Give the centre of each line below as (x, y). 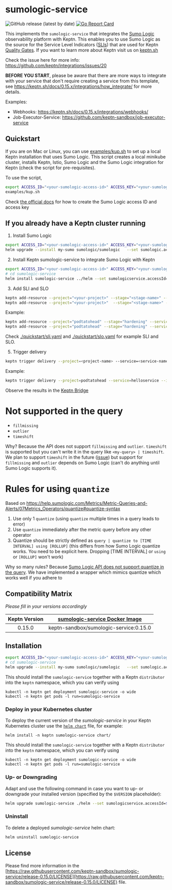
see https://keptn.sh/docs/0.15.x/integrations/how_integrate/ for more (79, 86)
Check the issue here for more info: (43, 60)
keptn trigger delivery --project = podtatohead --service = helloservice (82, 381)
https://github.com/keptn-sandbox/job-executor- (114, 117)
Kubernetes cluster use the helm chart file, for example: (64, 726)
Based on (15, 503)
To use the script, (24, 177)
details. (13, 92)
